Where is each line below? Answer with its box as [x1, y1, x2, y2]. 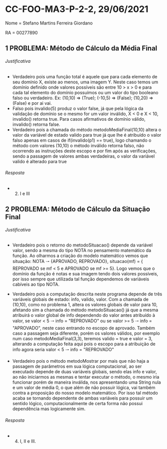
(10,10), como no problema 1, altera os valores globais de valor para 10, [12, 302, 158, 308]
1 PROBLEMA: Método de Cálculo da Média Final [5, 44, 158, 53]
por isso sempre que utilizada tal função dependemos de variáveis [12, 276, 150, 282]
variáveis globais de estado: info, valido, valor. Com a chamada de [12, 296, 149, 302]
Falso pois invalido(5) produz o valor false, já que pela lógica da [12, 105, 144, 111]
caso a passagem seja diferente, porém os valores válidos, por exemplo [12, 330, 161, 336]
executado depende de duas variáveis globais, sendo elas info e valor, [12, 369, 157, 375]
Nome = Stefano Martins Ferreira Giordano [5, 20, 93, 26]
